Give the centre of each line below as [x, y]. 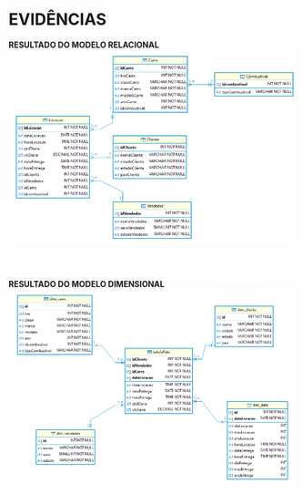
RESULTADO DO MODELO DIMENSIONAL [86, 283]
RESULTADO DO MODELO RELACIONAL [84, 45]
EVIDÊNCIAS [57, 20]
